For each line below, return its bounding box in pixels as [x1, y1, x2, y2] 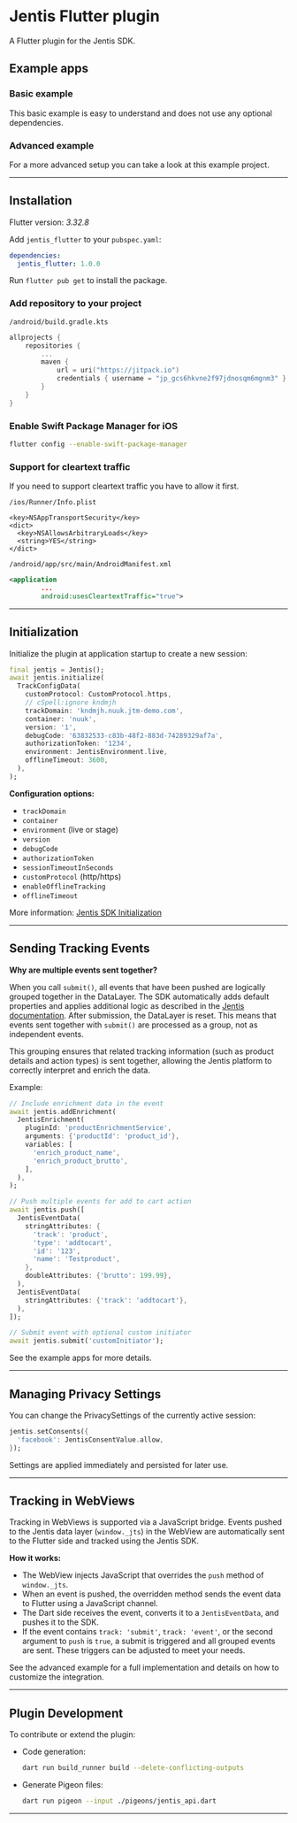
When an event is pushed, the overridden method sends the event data [21, 1588, 281, 1599]
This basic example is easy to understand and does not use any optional [9, 108, 272, 119]
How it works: [9, 1553, 62, 1564]
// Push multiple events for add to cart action [9, 1197, 192, 1206]
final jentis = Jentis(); [9, 665, 104, 674]
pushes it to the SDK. [21, 1617, 99, 1627]
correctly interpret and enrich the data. [9, 1065, 150, 1075]
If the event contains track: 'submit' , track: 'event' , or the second [21, 1627, 274, 1637]
